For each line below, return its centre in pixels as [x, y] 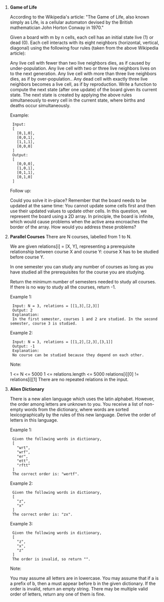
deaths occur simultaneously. [40, 105]
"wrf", [24, 452]
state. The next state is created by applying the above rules [71, 95]
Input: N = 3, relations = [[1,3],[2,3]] [56, 306]
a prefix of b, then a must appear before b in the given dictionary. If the [83, 583]
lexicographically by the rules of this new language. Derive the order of [83, 415]
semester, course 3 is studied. [43, 324]
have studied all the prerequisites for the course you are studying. [78, 272]
